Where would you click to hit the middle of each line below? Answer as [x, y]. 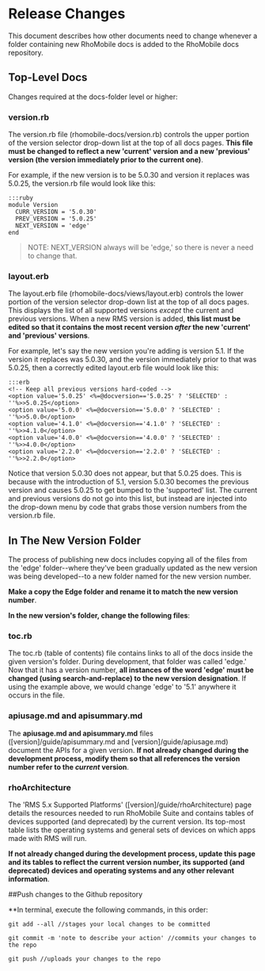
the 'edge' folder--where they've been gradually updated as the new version [133, 568]
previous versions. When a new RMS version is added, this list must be [125, 319]
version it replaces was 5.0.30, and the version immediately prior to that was [132, 359]
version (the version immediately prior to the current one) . [106, 160]
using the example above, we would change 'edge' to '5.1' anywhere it [122, 687]
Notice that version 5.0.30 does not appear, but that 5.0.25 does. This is [125, 473]
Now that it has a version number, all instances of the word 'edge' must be [131, 670]
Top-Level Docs [48, 77]
